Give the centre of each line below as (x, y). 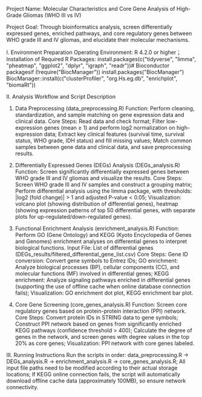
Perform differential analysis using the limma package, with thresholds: (103, 191)
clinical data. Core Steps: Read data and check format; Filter (90, 121)
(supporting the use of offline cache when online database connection (103, 286)
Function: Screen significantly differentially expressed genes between (102, 172)
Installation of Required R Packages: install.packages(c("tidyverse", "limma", (101, 59)
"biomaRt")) (21, 85)
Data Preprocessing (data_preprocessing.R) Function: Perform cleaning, (105, 108)
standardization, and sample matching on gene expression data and (99, 115)
